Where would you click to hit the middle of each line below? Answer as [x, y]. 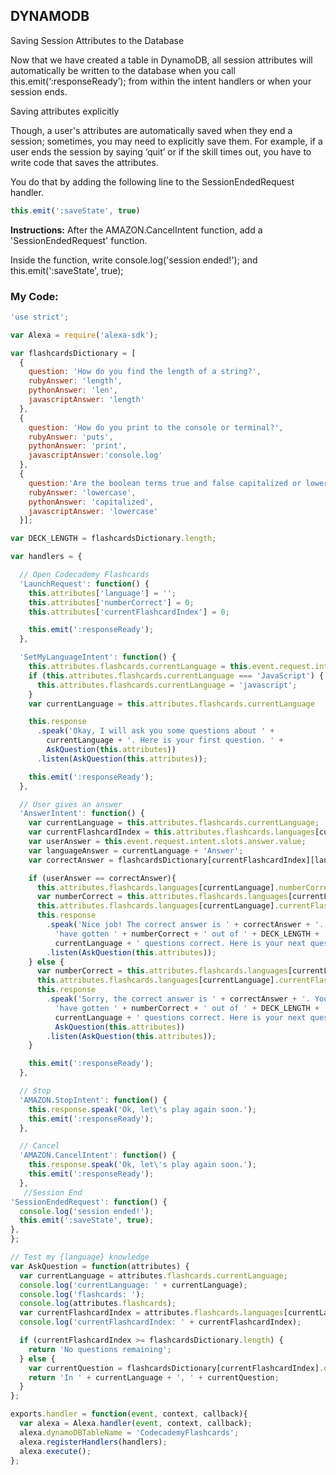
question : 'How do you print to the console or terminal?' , [156, 427]
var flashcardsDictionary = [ [73, 353]
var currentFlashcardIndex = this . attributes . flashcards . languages [171, 832]
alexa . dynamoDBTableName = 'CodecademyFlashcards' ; [129, 1432]
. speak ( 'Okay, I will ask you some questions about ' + [155, 731]
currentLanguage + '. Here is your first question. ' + [165, 740]
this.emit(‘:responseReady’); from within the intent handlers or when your [161, 81]
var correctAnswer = [71, 860]
